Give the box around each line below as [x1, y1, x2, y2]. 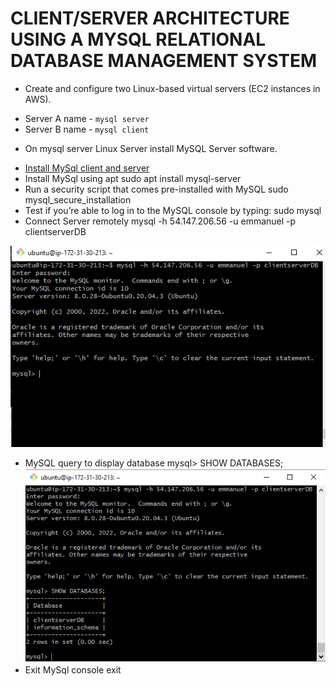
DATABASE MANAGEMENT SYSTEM [10, 50, 318, 72]
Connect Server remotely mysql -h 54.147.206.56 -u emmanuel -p [24, 215, 297, 227]
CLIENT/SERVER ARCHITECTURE [10, 7, 290, 30]
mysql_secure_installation [24, 193, 132, 206]
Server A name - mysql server [24, 112, 150, 124]
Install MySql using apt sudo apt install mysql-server [24, 172, 242, 184]
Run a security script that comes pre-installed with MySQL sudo [24, 183, 289, 195]
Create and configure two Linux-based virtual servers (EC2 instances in [24, 82, 321, 94]
